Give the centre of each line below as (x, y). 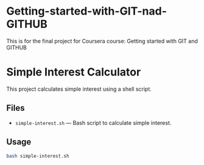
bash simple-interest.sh (38, 156)
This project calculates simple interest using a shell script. (79, 89)
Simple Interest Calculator (74, 72)
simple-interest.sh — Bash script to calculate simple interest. (93, 122)
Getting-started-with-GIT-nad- (87, 11)
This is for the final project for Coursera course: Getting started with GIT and (102, 41)
